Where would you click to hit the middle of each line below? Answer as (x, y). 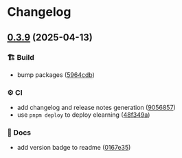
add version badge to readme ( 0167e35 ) (74, 148)
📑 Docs (19, 133)
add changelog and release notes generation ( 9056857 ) (96, 108)
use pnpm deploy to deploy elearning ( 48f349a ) (83, 115)
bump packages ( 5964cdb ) (56, 75)
